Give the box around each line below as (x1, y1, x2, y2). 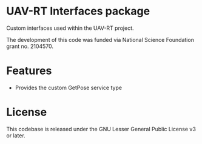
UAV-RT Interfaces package (6, 4, 150, 18)
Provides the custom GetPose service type (15, 84, 123, 91)
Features (6, 64, 52, 78)
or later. (6, 132, 25, 139)
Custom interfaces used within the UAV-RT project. (6, 24, 134, 32)
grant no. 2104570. (6, 43, 53, 50)
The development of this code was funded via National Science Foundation (6, 36, 194, 43)
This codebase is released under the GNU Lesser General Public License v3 (6, 125, 196, 132)
